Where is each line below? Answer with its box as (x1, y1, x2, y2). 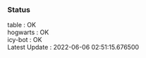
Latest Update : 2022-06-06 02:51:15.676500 (7, 43, 140, 52)
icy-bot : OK (7, 36, 42, 44)
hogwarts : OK (7, 28, 49, 36)
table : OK (7, 21, 37, 29)
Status (7, 5, 30, 15)
